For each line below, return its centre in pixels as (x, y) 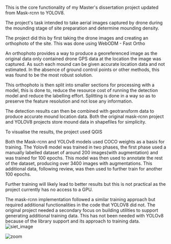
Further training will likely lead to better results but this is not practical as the (86, 184)
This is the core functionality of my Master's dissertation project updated (82, 7)
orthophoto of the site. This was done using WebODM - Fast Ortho (75, 43)
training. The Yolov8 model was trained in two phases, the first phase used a (86, 147)
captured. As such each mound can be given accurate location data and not (85, 64)
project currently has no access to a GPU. (49, 189)
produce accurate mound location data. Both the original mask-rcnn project (85, 116)
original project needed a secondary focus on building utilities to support (82, 210)
